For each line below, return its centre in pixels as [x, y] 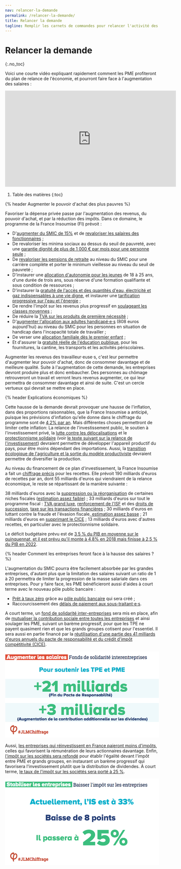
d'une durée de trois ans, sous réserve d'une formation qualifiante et [81, 280]
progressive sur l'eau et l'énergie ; [47, 301]
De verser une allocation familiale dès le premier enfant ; [69, 337]
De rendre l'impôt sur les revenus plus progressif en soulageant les [80, 306]
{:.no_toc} [15, 64]
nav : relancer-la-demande [31, 10]
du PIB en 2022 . [21, 544]
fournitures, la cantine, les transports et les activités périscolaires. [78, 348]
